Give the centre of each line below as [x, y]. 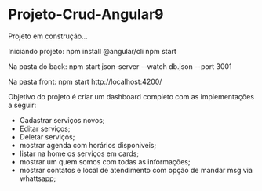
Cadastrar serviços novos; [62, 120]
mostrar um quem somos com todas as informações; [105, 161]
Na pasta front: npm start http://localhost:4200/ [85, 81]
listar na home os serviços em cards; [79, 153]
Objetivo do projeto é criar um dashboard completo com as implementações [131, 96]
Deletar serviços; [47, 137]
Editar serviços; [45, 128]
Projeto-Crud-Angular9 [86, 14]
